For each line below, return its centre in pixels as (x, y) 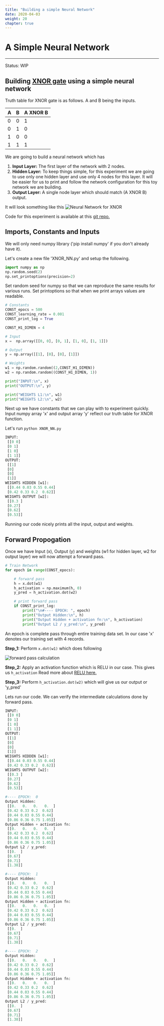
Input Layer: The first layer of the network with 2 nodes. (69, 166)
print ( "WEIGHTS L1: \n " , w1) (34, 395)
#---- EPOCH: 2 (21, 951)
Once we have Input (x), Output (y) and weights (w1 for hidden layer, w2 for (81, 551)
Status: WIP (17, 66)
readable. (15, 296)
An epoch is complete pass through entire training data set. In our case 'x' (80, 633)
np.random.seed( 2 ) (24, 272)
